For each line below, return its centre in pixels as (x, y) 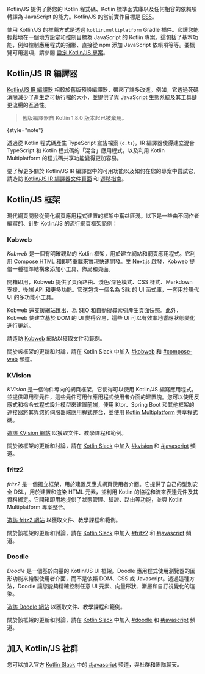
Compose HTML (34, 261)
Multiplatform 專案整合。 (38, 507)
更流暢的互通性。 (28, 105)
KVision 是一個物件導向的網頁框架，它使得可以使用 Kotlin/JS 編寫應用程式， (102, 390)
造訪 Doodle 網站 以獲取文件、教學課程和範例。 (66, 607)
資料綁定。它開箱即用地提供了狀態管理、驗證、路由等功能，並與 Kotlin (95, 499)
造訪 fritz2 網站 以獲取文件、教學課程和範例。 (64, 520)
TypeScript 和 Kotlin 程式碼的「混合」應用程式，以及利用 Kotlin (86, 150)
